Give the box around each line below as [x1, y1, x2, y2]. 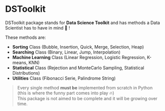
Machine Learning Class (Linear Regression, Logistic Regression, [12, 54, 146, 60]
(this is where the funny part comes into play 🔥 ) [17, 90, 115, 96]
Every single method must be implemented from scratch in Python [17, 84, 153, 90]
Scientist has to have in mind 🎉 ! [5, 25, 70, 30]
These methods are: [5, 34, 46, 40]
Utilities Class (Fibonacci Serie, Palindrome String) [12, 75, 116, 81]
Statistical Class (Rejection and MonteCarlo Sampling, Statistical [12, 65, 144, 71]
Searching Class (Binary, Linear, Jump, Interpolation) [12, 49, 121, 55]
